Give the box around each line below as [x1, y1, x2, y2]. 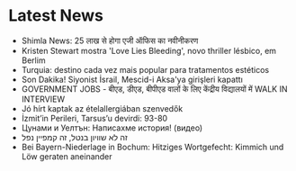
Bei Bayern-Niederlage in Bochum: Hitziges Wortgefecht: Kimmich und [21, 141, 284, 152]
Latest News [8, 5, 104, 26]
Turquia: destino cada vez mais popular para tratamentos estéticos [21, 64, 270, 75]
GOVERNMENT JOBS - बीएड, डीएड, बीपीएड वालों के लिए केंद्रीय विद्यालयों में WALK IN [21, 83, 288, 94]
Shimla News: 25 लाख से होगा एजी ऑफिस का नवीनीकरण [21, 35, 199, 46]
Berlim [21, 55, 46, 66]
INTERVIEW [21, 94, 65, 104]
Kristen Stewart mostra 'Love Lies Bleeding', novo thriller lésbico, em [21, 45, 276, 56]
